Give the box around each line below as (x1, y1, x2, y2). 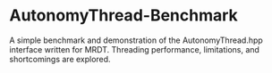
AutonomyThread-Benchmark (9, 5, 239, 26)
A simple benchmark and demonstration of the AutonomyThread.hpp (9, 35, 264, 45)
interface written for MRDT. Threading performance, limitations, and (9, 44, 259, 54)
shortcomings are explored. (9, 53, 111, 64)
